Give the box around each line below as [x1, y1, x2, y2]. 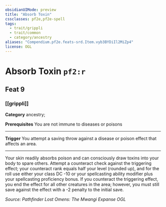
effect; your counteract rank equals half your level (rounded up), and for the [5, 165, 160, 171]
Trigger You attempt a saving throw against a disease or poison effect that [5, 135, 157, 141]
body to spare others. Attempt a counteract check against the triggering [5, 160, 152, 166]
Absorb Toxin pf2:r [5, 66, 86, 77]
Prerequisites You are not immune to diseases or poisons [5, 121, 123, 127]
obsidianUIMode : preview [5, 7, 56, 12]
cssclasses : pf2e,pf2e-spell [5, 16, 65, 21]
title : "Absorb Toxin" [5, 12, 52, 17]
